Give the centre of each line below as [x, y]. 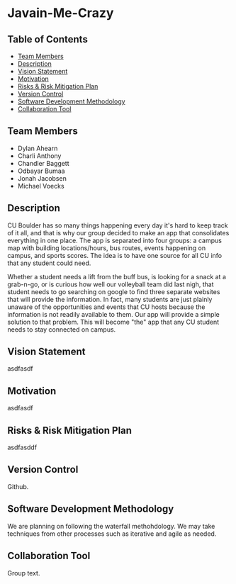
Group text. [24, 573]
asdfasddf [22, 447]
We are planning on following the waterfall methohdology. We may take [111, 526]
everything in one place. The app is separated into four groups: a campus [114, 240]
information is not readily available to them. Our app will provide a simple [113, 314]
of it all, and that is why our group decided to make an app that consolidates [118, 232]
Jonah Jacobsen [42, 178]
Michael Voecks [41, 186]
